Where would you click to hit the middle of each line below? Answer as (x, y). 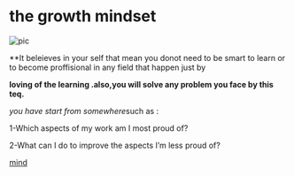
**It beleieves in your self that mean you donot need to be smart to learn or (147, 57)
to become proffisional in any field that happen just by (108, 67)
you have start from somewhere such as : (84, 111)
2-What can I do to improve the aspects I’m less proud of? (115, 145)
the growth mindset (83, 16)
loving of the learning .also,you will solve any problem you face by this (142, 84)
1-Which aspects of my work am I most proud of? (99, 128)
